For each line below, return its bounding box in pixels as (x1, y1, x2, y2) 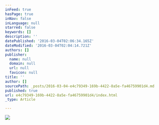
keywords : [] (5, 30, 31, 34)
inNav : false (5, 16, 31, 21)
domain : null (9, 61, 36, 66)
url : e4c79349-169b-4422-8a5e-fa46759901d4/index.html (5, 93, 118, 97)
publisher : (5, 52, 27, 57)
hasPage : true (5, 12, 34, 16)
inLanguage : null (5, 20, 40, 26)
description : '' (5, 34, 38, 39)
